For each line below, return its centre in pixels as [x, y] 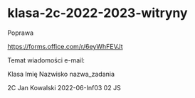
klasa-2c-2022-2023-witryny [97, 13]
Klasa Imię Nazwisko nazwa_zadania [61, 74]
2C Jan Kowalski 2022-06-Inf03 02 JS [64, 87]
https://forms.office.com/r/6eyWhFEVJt [65, 46]
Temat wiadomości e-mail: [46, 60]
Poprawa [21, 33]
